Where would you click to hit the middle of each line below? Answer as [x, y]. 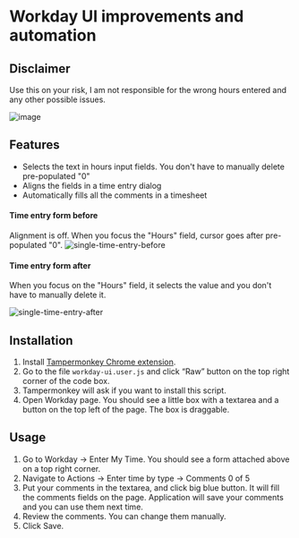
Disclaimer [40, 68]
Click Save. [43, 525]
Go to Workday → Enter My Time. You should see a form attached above [156, 459]
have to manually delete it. [58, 295]
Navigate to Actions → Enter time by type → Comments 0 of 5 [136, 478]
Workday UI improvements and [127, 17]
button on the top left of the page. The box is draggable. [126, 410]
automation [53, 35]
